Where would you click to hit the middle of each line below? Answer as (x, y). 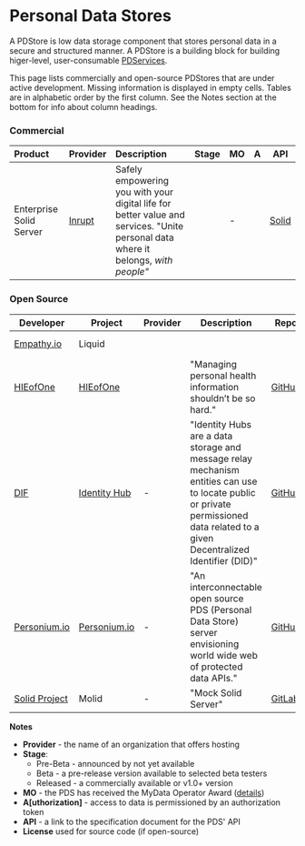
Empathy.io (38, 344)
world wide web (224, 655)
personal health (223, 376)
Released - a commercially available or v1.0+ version (134, 782)
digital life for (143, 204)
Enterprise (36, 209)
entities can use (224, 481)
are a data (212, 436)
